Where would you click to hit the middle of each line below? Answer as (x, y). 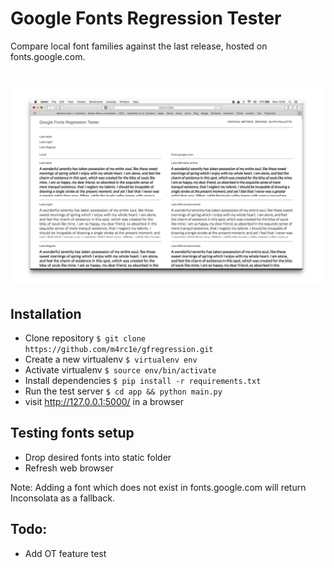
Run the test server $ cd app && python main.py (123, 391)
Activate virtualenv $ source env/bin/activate (120, 369)
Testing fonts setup (72, 433)
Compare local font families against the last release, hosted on (139, 46)
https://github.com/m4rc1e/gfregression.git (119, 349)
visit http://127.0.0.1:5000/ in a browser (104, 401)
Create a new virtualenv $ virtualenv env (111, 359)
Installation (46, 313)
